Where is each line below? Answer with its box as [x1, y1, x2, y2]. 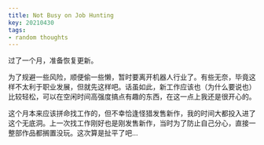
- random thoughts [8, 33, 68, 42]
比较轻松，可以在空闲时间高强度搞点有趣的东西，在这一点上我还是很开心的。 [8, 92, 256, 102]
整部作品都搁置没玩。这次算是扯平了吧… [8, 129, 139, 138]
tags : [8, 26, 26, 34]
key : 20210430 [8, 19, 55, 27]
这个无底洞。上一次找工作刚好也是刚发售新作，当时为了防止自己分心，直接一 [8, 118, 256, 128]
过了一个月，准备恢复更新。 [8, 56, 98, 65]
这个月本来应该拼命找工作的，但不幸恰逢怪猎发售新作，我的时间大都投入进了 [8, 109, 256, 118]
